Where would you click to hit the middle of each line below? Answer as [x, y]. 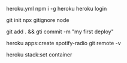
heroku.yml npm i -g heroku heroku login [57, 9]
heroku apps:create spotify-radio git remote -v [63, 43]
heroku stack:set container [39, 55]
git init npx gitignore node [38, 20]
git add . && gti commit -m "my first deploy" [60, 31]
